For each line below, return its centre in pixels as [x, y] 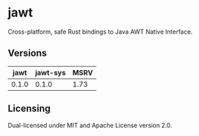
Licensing [29, 109]
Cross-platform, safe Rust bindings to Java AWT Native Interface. [100, 32]
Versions [27, 53]
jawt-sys [50, 72]
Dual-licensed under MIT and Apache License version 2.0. [90, 125]
